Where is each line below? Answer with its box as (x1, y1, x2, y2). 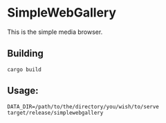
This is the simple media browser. (7, 28, 103, 36)
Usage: (7, 85, 39, 97)
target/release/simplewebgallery (7, 109, 104, 116)
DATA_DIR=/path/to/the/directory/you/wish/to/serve (7, 103, 159, 110)
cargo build (7, 66, 41, 73)
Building (7, 48, 44, 59)
